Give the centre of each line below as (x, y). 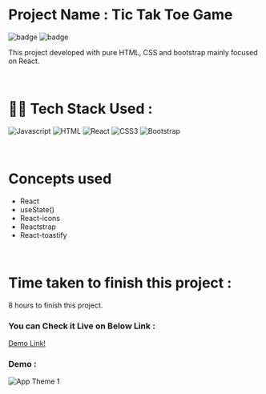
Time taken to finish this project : (120, 283)
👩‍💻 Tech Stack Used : (81, 109)
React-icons (40, 218)
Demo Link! (27, 344)
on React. (24, 61)
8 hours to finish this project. (56, 305)
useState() (37, 209)
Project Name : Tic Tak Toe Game (121, 15)
